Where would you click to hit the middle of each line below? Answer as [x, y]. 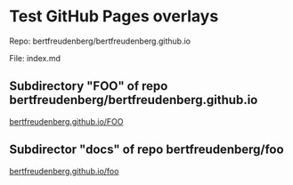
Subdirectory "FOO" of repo [89, 86]
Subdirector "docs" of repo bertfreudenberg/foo [146, 150]
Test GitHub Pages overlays [114, 16]
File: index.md [35, 58]
